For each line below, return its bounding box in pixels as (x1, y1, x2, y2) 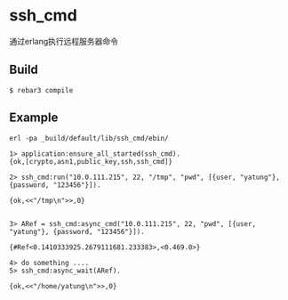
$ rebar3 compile (9, 85, 74, 94)
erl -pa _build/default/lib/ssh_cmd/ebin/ (9, 134, 169, 142)
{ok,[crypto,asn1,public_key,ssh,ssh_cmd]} (9, 157, 173, 166)
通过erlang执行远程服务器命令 (9, 36, 118, 46)
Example (9, 110, 59, 126)
